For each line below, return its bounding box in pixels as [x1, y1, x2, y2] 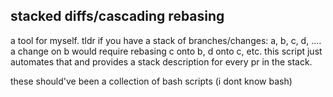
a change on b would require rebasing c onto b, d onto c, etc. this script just [10, 45, 323, 57]
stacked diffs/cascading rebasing [10, 8, 225, 25]
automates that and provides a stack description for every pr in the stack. [10, 55, 313, 68]
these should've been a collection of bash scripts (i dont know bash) [10, 75, 293, 87]
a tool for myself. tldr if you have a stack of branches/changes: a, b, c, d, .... [10, 34, 322, 46]
